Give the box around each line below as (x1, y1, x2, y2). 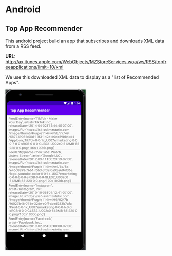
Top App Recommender (5, 24, 83, 33)
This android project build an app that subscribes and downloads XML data (5, 38, 164, 44)
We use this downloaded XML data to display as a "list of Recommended (5, 74, 159, 80)
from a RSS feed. (5, 43, 42, 49)
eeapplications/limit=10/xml (5, 64, 64, 70)
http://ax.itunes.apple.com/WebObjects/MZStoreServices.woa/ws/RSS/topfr (5, 59, 167, 65)
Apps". (5, 80, 20, 85)
